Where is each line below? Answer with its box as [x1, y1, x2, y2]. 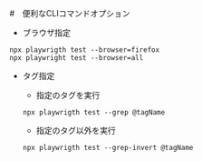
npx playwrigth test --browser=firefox [9, 45, 160, 55]
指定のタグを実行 [35, 90, 101, 100]
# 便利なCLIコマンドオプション [9, 8, 130, 18]
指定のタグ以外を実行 [35, 126, 116, 136]
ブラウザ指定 [22, 27, 71, 38]
